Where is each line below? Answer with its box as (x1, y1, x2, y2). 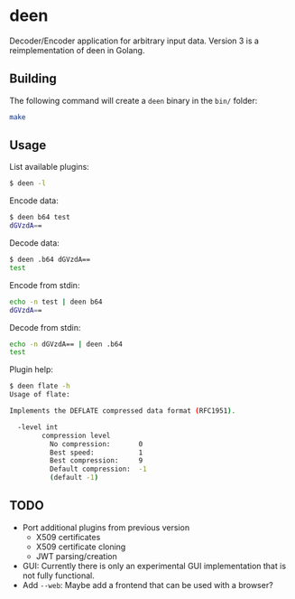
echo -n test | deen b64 (9, 297, 103, 306)
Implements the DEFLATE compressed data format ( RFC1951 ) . (9, 407, 236, 416)
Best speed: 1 (49, 448, 143, 457)
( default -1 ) (49, 473, 99, 482)
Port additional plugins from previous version (22, 521, 190, 533)
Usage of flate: (9, 390, 70, 399)
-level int (17, 422, 59, 432)
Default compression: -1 (49, 464, 147, 474)
